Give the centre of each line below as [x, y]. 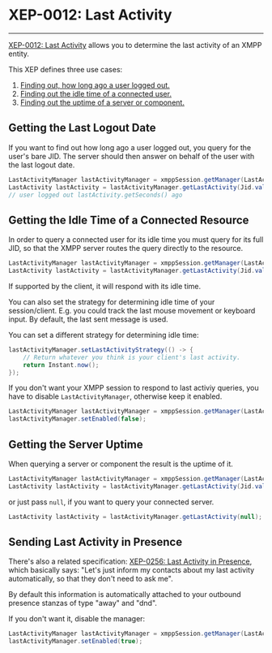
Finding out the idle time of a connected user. [96, 93]
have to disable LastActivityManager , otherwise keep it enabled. [115, 396]
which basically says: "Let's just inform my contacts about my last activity [132, 570]
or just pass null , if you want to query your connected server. [111, 502]
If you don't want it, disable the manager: [77, 619]
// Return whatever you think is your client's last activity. [132, 357]
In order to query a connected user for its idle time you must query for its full [136, 240]
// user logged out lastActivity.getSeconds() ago [96, 195]
